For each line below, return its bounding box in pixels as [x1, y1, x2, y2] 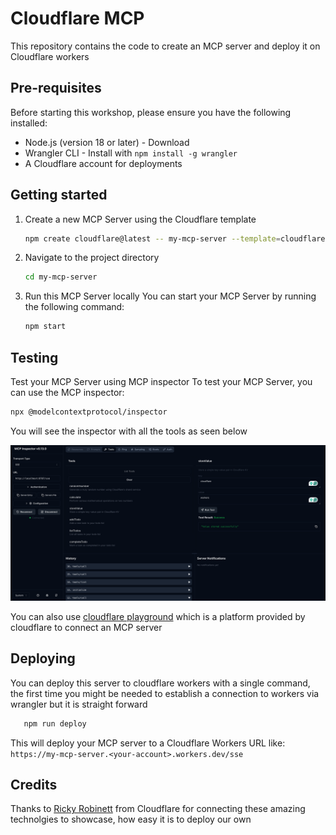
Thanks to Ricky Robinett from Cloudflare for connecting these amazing [10, 803, 306, 815]
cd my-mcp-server [24, 272, 98, 282]
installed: [10, 117, 48, 129]
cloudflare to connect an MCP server [10, 621, 163, 633]
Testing [10, 349, 59, 366]
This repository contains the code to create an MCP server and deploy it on [10, 40, 321, 52]
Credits [10, 777, 58, 793]
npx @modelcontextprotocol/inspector [10, 407, 168, 417]
